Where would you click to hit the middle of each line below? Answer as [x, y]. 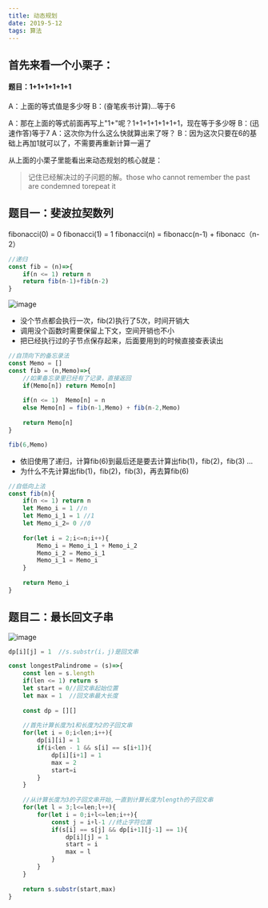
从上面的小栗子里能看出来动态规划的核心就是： [85, 160]
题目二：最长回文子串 [61, 617]
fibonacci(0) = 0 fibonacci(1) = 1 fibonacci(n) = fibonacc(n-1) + [111, 234]
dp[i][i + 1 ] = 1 [76, 755]
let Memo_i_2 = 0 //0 [57, 524]
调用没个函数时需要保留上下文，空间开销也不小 [97, 331]
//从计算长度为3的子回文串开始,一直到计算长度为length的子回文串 [118, 800]
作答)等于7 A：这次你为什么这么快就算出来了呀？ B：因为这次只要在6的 [132, 133]
